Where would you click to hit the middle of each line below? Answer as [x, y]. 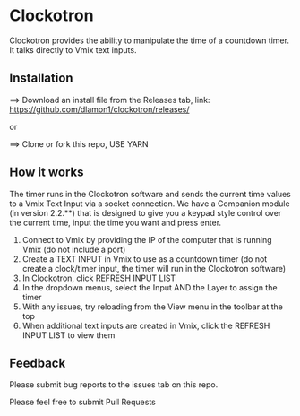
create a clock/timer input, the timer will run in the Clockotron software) [154, 268]
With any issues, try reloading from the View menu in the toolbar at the [153, 307]
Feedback [38, 363]
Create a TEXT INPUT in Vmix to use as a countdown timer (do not [145, 259]
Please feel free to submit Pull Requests [83, 402]
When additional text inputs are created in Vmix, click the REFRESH [146, 325]
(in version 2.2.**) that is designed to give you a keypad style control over [146, 212]
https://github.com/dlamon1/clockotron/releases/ [99, 109]
